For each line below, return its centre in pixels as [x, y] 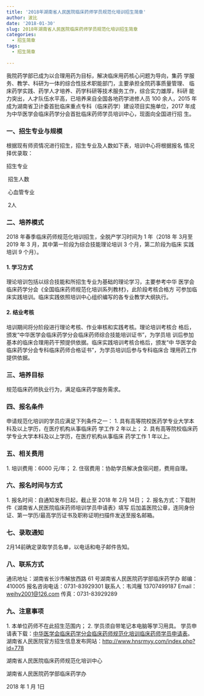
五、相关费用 [25, 454]
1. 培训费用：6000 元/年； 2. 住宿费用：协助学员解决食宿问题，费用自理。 [99, 468]
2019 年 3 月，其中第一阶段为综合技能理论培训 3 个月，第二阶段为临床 [94, 244]
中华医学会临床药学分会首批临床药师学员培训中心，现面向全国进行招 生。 [103, 114]
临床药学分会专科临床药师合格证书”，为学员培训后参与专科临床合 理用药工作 [102, 350]
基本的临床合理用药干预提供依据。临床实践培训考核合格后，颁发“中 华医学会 [102, 342]
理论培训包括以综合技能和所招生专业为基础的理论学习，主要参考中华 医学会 [100, 282]
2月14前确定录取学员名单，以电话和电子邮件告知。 [69, 547]
